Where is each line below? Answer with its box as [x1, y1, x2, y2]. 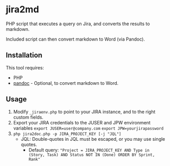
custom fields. [13, 114, 44, 120]
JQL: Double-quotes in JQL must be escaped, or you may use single [20, 136, 165, 142]
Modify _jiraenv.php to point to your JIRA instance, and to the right [13, 108, 156, 115]
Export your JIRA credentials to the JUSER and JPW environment [13, 119, 151, 125]
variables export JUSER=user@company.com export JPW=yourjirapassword [13, 125, 164, 131]
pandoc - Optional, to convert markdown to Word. [13, 80, 119, 86]
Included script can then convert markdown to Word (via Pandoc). [6, 36, 145, 42]
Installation [6, 51, 42, 60]
